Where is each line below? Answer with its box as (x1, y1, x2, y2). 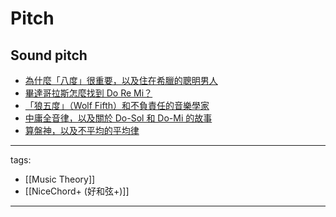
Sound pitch (10, 47, 88, 64)
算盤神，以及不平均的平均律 (24, 125, 140, 136)
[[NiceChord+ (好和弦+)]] (24, 185, 130, 197)
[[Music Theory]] (24, 173, 96, 185)
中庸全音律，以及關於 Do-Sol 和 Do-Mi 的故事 (24, 112, 213, 124)
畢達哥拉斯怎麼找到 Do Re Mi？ (24, 87, 153, 99)
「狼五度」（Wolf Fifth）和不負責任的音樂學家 (24, 100, 210, 111)
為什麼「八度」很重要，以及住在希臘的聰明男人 (24, 75, 218, 86)
